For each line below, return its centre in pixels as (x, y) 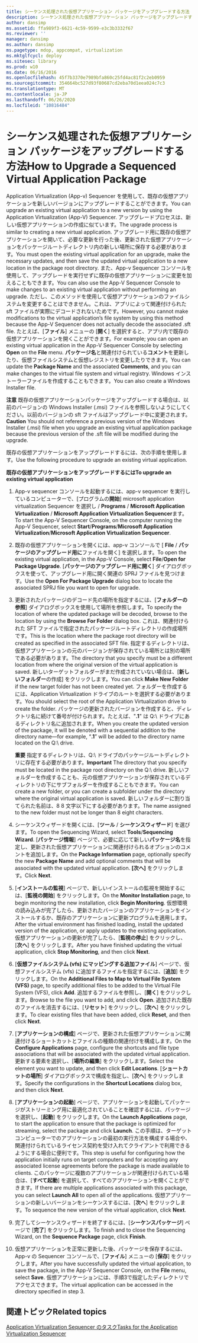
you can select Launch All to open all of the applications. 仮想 (90, 1195)
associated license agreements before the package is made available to (102, 1166)
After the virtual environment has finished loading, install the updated (99, 925)
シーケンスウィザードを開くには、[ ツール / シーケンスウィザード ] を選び (102, 825)
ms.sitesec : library (32, 61)
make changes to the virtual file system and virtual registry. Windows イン (96, 373)
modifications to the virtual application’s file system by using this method (95, 318)
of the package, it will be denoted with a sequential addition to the (95, 730)
